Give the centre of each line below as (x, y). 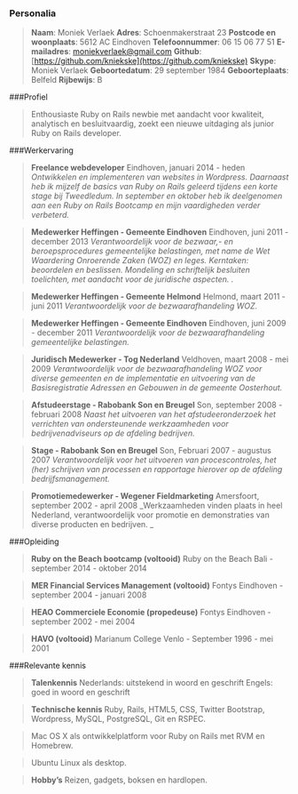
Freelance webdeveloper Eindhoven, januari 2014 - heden (138, 168)
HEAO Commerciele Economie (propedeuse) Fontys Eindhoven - (151, 613)
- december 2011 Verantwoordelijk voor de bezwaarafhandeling (148, 333)
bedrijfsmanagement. (71, 479)
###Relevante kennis (48, 666)
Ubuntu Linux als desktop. (78, 763)
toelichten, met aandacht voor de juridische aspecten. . (132, 279)
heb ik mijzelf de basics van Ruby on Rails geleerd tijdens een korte (154, 187)
